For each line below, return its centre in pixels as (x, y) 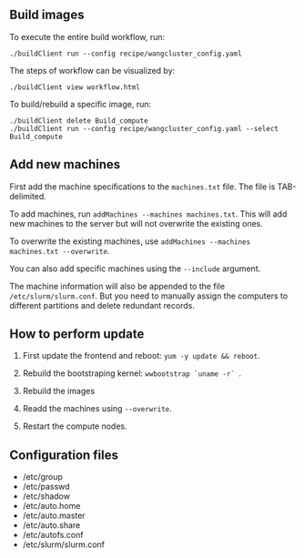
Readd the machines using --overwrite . (97, 409)
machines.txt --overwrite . (60, 250)
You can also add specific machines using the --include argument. (135, 269)
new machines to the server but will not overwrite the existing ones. (137, 223)
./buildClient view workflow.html (75, 87)
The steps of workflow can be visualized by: (92, 70)
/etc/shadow (46, 496)
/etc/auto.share (51, 525)
